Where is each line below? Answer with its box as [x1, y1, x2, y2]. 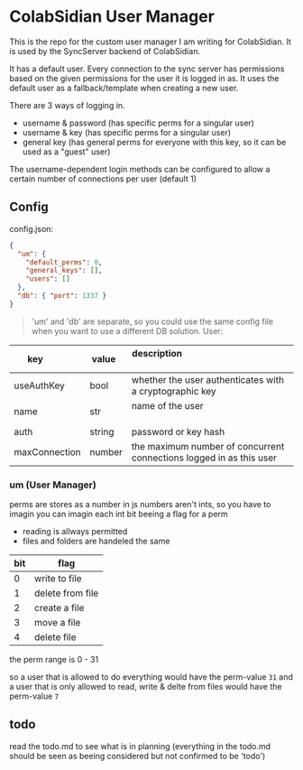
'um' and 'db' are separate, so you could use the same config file [31, 316, 273, 327]
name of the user [131, 399, 205, 412]
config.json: [9, 223, 54, 234]
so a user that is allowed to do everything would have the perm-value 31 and [9, 672, 293, 682]
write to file [34, 572, 83, 585]
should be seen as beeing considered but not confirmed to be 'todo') [9, 750, 266, 761]
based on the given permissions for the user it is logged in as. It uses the [9, 72, 280, 83]
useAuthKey [14, 379, 66, 392]
